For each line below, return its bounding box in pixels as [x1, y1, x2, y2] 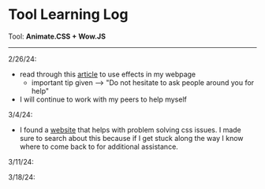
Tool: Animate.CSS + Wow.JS [8, 31, 106, 41]
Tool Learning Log [8, 6, 129, 24]
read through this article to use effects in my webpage [19, 69, 196, 79]
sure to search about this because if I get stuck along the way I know [19, 133, 244, 143]
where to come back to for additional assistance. [19, 142, 179, 151]
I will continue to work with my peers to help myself [19, 94, 187, 104]
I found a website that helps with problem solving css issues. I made [19, 124, 242, 135]
